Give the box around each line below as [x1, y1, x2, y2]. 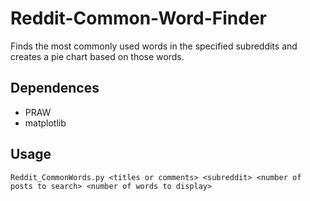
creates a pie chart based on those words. [10, 50, 185, 62]
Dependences [10, 80, 100, 97]
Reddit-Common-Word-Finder [10, 7, 268, 30]
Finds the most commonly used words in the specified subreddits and [10, 40, 298, 52]
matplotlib [24, 117, 67, 129]
